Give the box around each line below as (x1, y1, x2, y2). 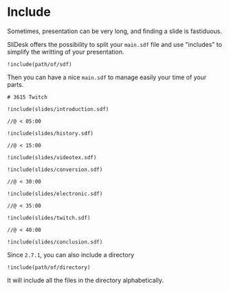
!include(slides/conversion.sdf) (7, 166, 103, 173)
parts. (7, 80, 24, 88)
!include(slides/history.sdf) (7, 130, 94, 137)
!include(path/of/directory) (7, 263, 91, 271)
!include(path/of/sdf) (7, 61, 72, 68)
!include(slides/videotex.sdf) (7, 154, 97, 161)
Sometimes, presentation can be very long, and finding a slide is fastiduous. (7, 27, 222, 35)
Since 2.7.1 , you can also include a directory (7, 250, 135, 259)
